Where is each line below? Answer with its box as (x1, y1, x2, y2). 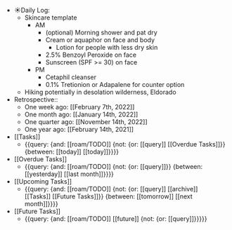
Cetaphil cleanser (45, 73, 97, 81)
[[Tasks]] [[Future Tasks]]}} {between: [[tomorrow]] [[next (24, 192, 193, 201)
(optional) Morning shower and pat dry (45, 28, 158, 36)
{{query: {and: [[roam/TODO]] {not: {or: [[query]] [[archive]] (24, 185, 198, 193)
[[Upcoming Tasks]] (13, 177, 72, 185)
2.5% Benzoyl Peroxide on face (45, 50, 137, 59)
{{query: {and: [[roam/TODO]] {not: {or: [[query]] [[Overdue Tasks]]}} (24, 140, 226, 148)
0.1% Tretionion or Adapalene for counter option (45, 81, 185, 88)
